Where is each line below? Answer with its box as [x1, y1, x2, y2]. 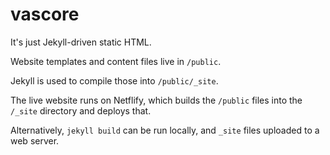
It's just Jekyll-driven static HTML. [10, 36, 152, 48]
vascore [10, 3, 80, 26]
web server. [10, 134, 60, 147]
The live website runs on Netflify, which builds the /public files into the [10, 94, 303, 106]
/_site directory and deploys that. [10, 104, 152, 117]
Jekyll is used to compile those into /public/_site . [10, 74, 219, 87]
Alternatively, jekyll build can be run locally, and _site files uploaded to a [10, 124, 320, 136]
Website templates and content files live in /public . [10, 55, 222, 67]
